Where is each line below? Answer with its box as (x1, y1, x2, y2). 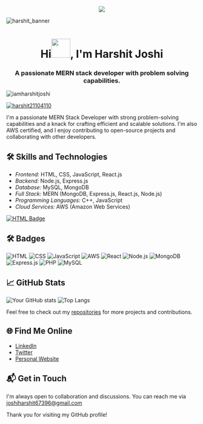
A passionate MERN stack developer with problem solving (15, 69, 189, 77)
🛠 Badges (6, 233, 45, 243)
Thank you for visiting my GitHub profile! (6, 411, 108, 418)
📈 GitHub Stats (6, 277, 65, 288)
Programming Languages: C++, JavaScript (15, 196, 123, 204)
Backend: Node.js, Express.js (15, 177, 88, 185)
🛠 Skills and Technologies (6, 151, 108, 162)
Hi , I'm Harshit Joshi (40, 47, 164, 61)
